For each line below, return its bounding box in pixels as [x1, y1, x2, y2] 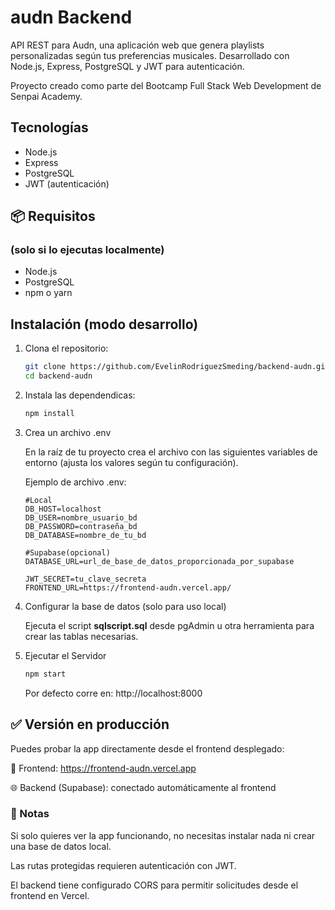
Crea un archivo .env [24, 426, 112, 438]
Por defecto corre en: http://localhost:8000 [24, 687, 203, 699]
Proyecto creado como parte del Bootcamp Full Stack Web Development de [10, 79, 322, 91]
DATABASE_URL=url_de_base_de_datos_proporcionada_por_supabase [24, 556, 295, 566]
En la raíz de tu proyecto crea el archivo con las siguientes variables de [24, 446, 318, 458]
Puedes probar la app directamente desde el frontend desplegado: [10, 742, 285, 755]
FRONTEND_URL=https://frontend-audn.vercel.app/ [24, 582, 232, 593]
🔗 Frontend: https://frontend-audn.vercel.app [10, 762, 197, 774]
